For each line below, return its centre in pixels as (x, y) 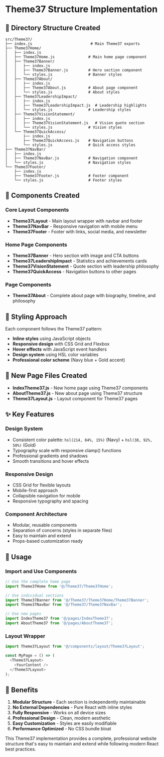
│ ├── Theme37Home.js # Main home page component (76, 57)
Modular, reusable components (45, 525)
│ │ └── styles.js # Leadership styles (68, 110)
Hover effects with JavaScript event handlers (59, 349)
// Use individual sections (35, 595)
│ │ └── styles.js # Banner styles (64, 74)
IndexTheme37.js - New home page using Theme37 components (80, 388)
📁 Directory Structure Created (53, 28)
